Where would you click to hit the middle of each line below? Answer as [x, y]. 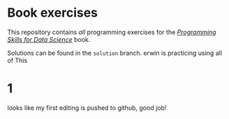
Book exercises [53, 13]
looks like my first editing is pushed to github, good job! [87, 108]
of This [17, 60]
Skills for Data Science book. [49, 39]
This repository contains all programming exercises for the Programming [112, 32]
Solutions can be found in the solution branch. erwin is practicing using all [114, 53]
